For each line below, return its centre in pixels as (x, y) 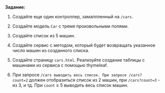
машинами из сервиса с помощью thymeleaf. (60, 65)
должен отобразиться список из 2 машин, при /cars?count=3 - (94, 80)
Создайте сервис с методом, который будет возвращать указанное (84, 45)
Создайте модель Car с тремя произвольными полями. (70, 26)
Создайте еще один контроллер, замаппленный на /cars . (73, 16)
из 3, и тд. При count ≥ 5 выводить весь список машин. (70, 85)
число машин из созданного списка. (51, 50)
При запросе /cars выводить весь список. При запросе (69, 75)
